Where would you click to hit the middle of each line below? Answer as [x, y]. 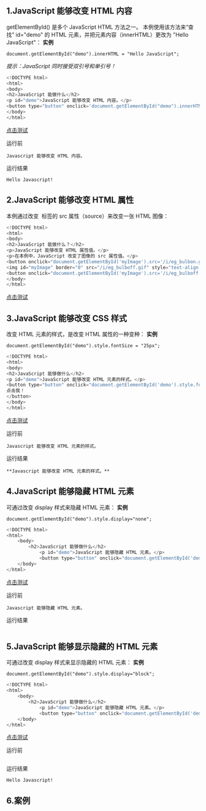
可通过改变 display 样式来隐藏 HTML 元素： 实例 [67, 507]
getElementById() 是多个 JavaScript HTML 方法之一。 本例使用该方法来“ [97, 27]
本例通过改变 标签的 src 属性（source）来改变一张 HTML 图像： [88, 216]
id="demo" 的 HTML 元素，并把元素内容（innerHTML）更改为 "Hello [102, 34]
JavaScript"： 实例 [30, 42]
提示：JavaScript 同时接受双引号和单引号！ [61, 66]
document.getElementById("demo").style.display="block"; [81, 674]
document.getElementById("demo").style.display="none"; [79, 519]
